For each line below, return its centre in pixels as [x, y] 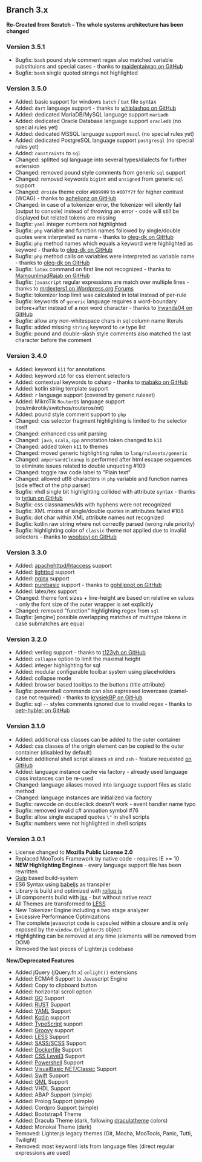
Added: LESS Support [42, 1036]
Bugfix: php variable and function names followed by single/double [98, 230]
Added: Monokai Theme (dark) [53, 1127]
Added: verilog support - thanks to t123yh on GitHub [80, 653]
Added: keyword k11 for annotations [60, 369]
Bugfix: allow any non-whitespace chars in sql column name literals [99, 321]
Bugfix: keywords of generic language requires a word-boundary [96, 301]
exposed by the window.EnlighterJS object [68, 929]
